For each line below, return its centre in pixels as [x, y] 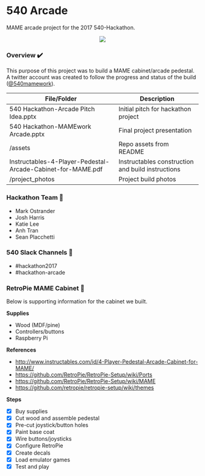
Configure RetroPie [39, 445]
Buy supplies [31, 411]
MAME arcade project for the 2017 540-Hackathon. [71, 27]
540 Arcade [37, 11]
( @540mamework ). [31, 84]
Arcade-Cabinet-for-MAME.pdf [56, 170]
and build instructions [150, 170]
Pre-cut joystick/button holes [52, 425]
